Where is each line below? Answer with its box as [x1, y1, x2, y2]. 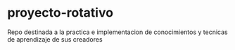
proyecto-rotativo [7, 5, 114, 21]
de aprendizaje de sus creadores [7, 35, 103, 43]
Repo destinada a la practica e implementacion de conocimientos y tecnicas [7, 28, 228, 36]
